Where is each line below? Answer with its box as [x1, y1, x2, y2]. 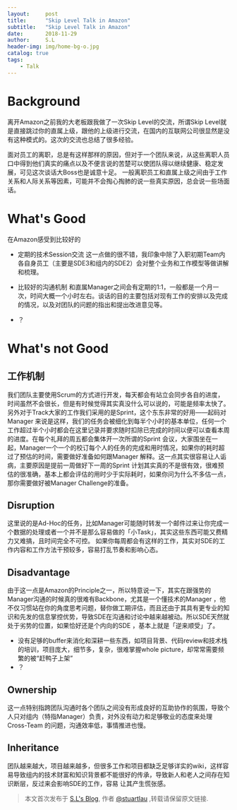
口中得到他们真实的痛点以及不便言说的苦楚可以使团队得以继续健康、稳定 [7, 159, 217, 167]
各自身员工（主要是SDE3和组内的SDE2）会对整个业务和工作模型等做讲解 [17, 258, 229, 267]
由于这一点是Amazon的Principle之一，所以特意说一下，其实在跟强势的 [7, 586, 212, 595]
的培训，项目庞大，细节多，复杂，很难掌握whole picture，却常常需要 [17, 645, 219, 654]
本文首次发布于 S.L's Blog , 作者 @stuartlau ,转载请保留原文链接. [24, 794, 209, 802]
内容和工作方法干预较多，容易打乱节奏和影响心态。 [13, 545, 162, 554]
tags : [7, 56, 23, 64]
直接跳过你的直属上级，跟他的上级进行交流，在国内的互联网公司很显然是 [13, 126, 224, 135]
